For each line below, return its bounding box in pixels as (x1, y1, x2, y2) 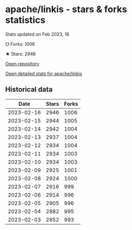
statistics (5, 14, 46, 26)
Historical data (5, 85, 53, 94)
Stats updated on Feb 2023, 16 (5, 31, 70, 37)
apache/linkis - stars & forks (5, 4, 127, 15)
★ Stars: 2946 (5, 51, 36, 57)
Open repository (5, 60, 40, 67)
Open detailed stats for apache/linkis (5, 70, 82, 77)
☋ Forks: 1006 (5, 41, 36, 47)
